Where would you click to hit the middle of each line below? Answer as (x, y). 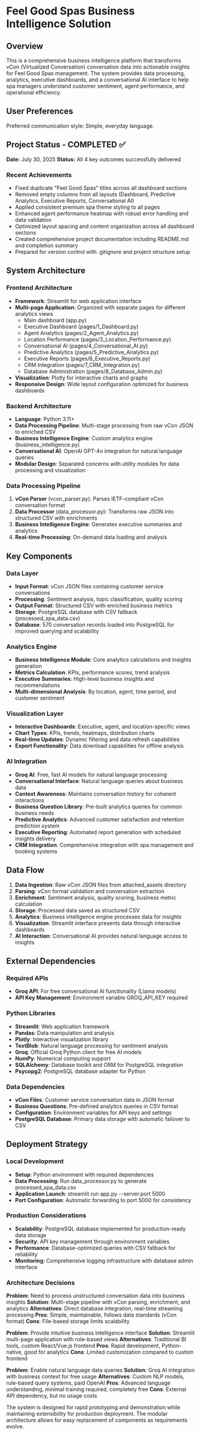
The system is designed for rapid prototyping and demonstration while (93, 1407)
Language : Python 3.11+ (45, 419)
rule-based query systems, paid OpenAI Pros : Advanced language (88, 1383)
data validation (33, 220)
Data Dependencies (35, 1087)
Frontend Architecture (39, 288)
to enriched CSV (35, 432)
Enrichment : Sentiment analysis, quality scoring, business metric (95, 897)
